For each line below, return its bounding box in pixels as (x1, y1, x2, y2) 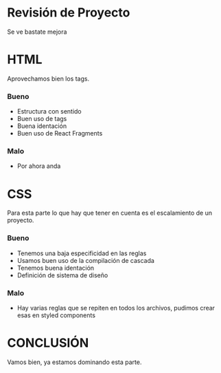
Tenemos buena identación (16, 264, 95, 272)
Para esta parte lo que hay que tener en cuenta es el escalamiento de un (7, 209, 213, 217)
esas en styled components (16, 311, 96, 319)
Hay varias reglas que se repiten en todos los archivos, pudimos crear (16, 304, 215, 312)
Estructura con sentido (16, 107, 82, 116)
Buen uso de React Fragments (16, 129, 103, 138)
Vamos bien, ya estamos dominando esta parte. (7, 358, 142, 366)
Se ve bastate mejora (7, 28, 67, 36)
